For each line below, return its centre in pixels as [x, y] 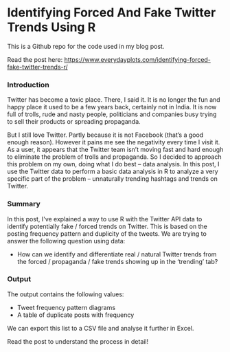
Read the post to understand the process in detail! [78, 341]
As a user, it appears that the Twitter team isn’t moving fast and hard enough [115, 150]
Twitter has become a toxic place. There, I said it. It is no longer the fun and [114, 100]
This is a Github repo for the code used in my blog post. [86, 46]
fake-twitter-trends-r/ [38, 67]
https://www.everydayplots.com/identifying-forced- [138, 59]
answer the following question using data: [66, 241]
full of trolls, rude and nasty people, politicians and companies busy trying [112, 114]
